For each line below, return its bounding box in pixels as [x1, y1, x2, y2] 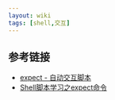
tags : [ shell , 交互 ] [8, 19, 71, 27]
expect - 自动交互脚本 [19, 73, 91, 83]
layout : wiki [8, 11, 52, 20]
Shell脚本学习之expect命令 [19, 83, 107, 92]
